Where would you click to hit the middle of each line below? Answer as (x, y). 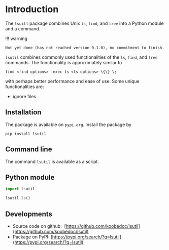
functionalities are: (25, 87)
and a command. (23, 28)
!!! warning (16, 38)
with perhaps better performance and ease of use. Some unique (72, 81)
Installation (23, 112)
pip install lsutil (26, 134)
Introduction (32, 9)
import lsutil (20, 189)
